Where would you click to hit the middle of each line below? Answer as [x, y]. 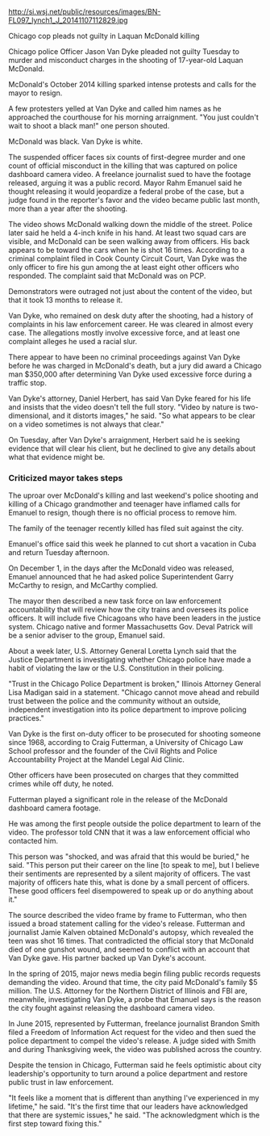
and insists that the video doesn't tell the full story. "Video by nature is [125, 407]
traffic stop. [27, 383]
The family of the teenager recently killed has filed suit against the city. [126, 528]
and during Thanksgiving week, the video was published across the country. [135, 1050]
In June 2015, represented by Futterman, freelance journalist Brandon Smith [134, 1024]
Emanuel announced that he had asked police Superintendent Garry [121, 577]
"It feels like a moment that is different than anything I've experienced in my [134, 1098]
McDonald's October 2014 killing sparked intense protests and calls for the [132, 84]
